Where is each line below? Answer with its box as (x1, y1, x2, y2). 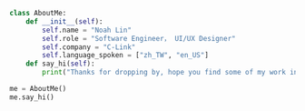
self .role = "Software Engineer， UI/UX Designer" (42, 34, 236, 43)
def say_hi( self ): (25, 59, 95, 68)
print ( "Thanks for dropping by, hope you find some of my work (42, 68, 286, 77)
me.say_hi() (9, 92, 54, 102)
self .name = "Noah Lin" (42, 25, 132, 35)
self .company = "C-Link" (42, 42, 136, 52)
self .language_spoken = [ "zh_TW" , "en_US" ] (42, 51, 209, 60)
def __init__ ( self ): (25, 16, 103, 26)
